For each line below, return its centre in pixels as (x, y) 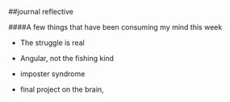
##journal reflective (41, 12)
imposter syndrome (52, 74)
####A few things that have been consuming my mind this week (115, 27)
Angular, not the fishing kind (67, 58)
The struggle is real (52, 43)
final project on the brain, (62, 89)
